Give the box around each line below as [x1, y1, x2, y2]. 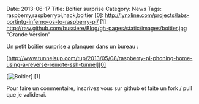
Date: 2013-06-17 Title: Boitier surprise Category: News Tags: [6, 5, 162, 12]
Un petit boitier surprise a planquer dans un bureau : [6, 43, 139, 50]
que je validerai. [6, 91, 47, 98]
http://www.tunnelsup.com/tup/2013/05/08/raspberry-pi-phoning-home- [8, 55, 193, 61]
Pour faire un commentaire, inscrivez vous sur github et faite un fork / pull [6, 85, 192, 92]
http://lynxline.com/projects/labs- [105, 12, 190, 19]
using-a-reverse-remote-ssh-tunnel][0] [6, 61, 107, 68]
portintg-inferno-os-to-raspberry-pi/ [6, 18, 99, 25]
